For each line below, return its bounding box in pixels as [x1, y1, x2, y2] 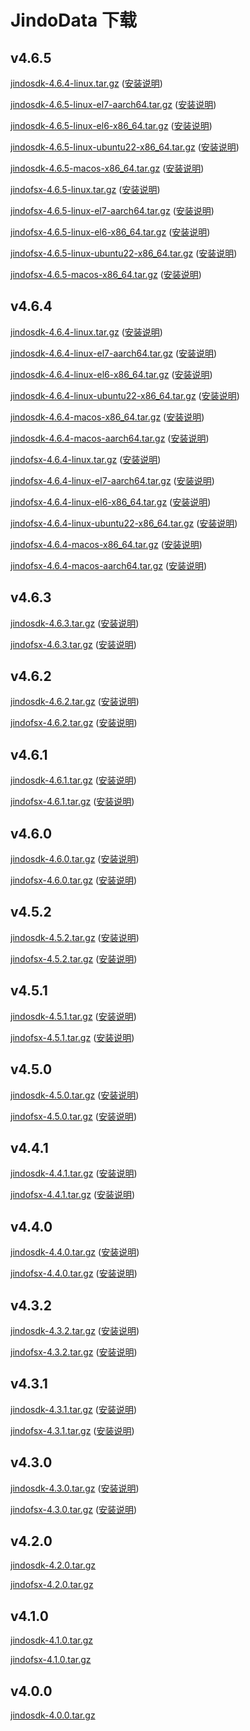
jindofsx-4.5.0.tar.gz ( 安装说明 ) [10, 1110, 137, 1122]
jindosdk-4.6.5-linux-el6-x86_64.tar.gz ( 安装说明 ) [10, 120, 213, 131]
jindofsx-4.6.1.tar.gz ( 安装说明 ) [10, 796, 135, 808]
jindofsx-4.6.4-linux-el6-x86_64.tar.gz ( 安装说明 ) [10, 496, 212, 508]
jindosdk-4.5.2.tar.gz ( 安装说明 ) [10, 931, 140, 943]
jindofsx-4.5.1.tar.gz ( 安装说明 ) [10, 1031, 135, 1043]
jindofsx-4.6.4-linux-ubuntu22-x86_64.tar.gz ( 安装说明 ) [10, 517, 238, 529]
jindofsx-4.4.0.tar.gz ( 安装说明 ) [10, 1267, 138, 1280]
